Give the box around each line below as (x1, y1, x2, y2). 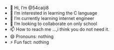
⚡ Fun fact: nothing (9, 39, 49, 45)
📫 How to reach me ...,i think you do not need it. (9, 26, 110, 32)
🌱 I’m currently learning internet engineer (9, 15, 95, 21)
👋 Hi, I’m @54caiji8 (9, 5, 49, 10)
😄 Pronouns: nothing (9, 33, 54, 39)
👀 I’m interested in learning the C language (9, 10, 98, 16)
